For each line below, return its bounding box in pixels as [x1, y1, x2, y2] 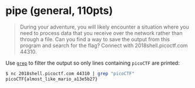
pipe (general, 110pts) [5, 4, 113, 17]
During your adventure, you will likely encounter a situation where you [19, 23, 189, 30]
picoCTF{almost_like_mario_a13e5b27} [5, 76, 98, 82]
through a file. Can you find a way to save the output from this [19, 36, 170, 43]
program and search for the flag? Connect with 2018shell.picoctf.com [19, 42, 189, 49]
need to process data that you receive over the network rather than [19, 29, 183, 36]
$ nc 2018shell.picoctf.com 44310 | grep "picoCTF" [5, 71, 135, 76]
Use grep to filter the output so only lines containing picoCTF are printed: [5, 59, 180, 66]
